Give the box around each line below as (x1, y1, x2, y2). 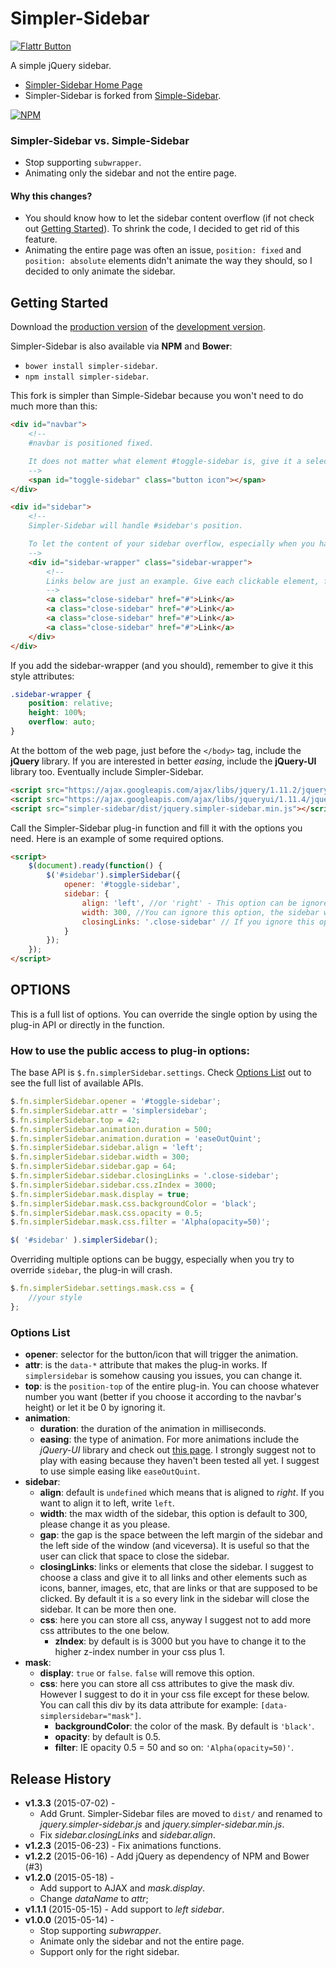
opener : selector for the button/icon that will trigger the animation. (24, 1348, 299, 1361)
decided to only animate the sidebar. (24, 265, 176, 277)
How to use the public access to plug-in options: (10, 1043, 250, 1057)
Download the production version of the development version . (10, 321, 266, 333)
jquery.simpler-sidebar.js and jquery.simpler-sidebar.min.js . (39, 1818, 285, 1830)
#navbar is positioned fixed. (28, 438, 155, 448)
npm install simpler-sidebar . (24, 370, 150, 382)
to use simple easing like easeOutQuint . (39, 1465, 201, 1477)
